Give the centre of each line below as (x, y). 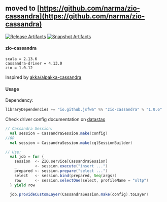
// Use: (13, 152)
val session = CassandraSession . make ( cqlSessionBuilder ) (71, 143)
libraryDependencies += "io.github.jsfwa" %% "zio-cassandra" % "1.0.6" (84, 110)
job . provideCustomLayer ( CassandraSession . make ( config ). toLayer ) (79, 195)
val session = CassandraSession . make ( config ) (59, 133)
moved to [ (23, 8)
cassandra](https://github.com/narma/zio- (75, 17)
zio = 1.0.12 (19, 68)
